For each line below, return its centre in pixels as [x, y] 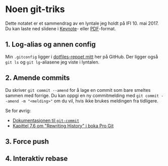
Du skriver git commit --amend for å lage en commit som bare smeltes [78, 90]
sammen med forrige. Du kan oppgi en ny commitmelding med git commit [82, 95]
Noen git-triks [35, 9]
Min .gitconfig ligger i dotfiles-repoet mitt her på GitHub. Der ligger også [82, 57]
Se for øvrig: [18, 110]
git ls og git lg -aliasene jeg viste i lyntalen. [52, 62]
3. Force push [27, 142]
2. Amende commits [38, 78]
